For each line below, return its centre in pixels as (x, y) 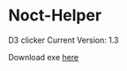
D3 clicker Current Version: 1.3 (63, 40)
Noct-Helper (55, 16)
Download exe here (44, 57)
